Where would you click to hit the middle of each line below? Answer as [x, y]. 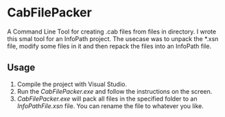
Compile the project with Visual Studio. [72, 84]
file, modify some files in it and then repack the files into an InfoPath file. [109, 46]
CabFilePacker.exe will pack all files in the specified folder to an [107, 99]
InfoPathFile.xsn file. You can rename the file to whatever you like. [110, 106]
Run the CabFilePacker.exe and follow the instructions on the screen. [115, 91]
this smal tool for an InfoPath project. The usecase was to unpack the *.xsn [113, 38]
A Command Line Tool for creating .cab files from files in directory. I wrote [112, 31]
